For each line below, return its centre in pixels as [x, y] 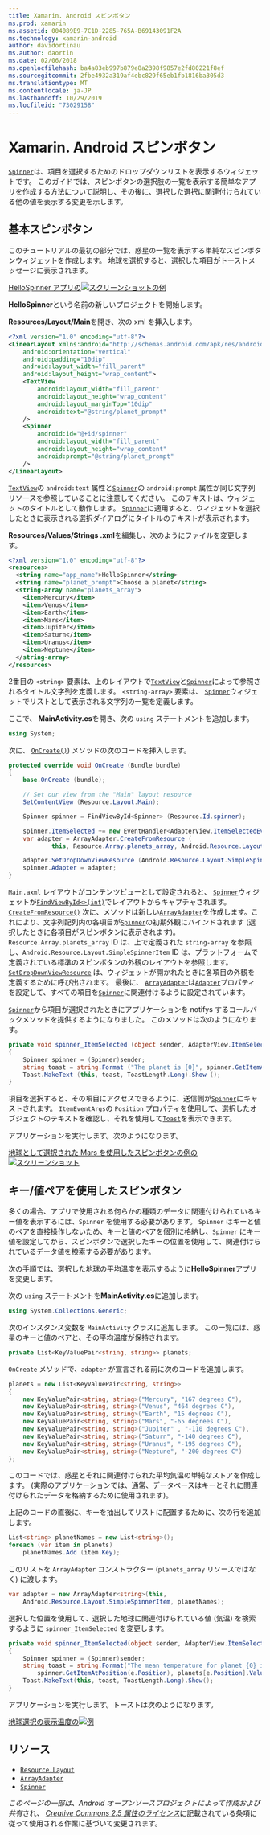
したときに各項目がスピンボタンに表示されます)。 [98, 932]
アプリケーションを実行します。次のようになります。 [96, 1136]
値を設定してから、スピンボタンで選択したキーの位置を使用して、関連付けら [135, 1242]
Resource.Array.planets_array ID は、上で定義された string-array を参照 [130, 942]
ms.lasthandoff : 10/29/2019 [55, 98]
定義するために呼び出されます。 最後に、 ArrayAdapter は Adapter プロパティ [132, 982]
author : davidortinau [45, 46]
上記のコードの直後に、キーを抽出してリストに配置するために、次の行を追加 [135, 1513]
